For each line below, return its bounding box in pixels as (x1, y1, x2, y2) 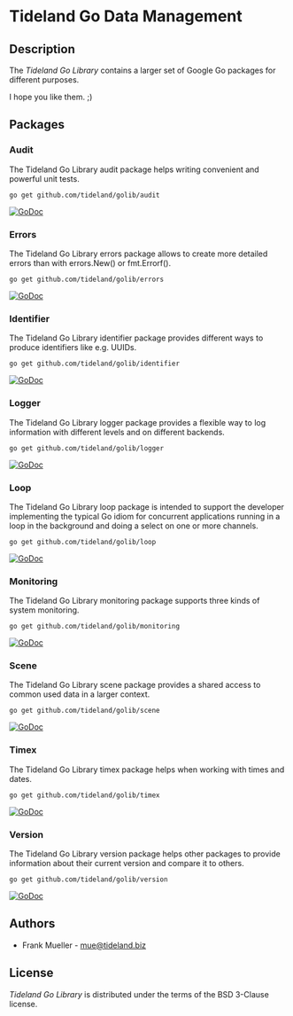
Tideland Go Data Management (9, 6, 243, 27)
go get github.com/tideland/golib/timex (9, 791, 161, 800)
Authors (9, 916, 56, 932)
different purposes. (9, 74, 80, 85)
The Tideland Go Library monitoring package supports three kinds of (9, 596, 260, 606)
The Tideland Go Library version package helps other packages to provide (9, 848, 281, 859)
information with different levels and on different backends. (9, 426, 226, 437)
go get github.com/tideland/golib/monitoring (9, 622, 180, 631)
